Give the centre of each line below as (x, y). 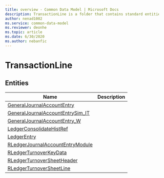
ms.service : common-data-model (37, 23)
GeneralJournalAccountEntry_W (44, 121)
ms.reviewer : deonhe (26, 28)
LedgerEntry (22, 137)
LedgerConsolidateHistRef (38, 128)
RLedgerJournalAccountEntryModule (50, 144)
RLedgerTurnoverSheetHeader (43, 160)
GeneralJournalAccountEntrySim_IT (49, 113)
